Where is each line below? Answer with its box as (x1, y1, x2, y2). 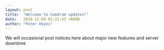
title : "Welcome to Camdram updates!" (5, 12, 89, 17)
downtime (5, 40, 26, 46)
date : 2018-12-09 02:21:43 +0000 (5, 16, 80, 21)
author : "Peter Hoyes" (5, 21, 53, 26)
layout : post (5, 7, 33, 12)
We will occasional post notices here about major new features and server (5, 35, 159, 41)
